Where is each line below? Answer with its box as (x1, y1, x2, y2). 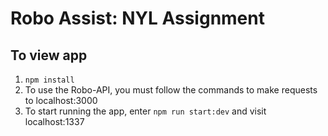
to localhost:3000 (24, 95, 98, 106)
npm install (24, 75, 75, 85)
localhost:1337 (24, 116, 85, 127)
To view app (10, 47, 88, 64)
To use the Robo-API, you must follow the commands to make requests (24, 84, 318, 96)
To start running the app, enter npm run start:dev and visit (24, 105, 267, 117)
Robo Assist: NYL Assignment (10, 7, 265, 30)
